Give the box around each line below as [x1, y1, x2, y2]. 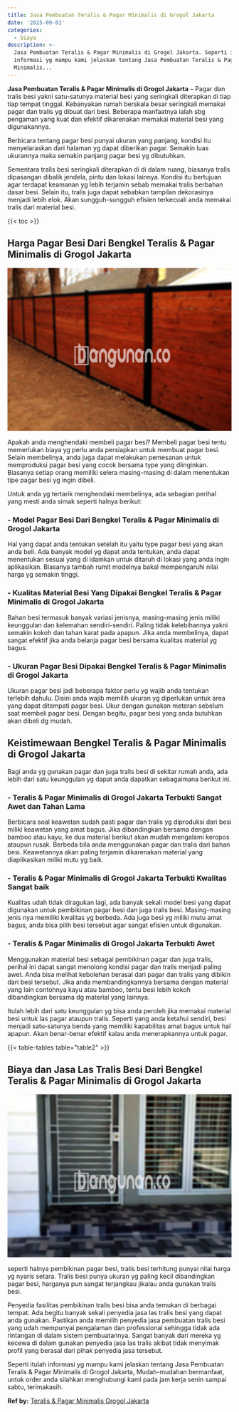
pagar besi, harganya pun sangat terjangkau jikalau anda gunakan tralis [7, 1280, 217, 1288]
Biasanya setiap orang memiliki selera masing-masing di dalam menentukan [7, 469, 230, 477]
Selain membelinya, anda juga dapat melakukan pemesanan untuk [7, 453, 201, 462]
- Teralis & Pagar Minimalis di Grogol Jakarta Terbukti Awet [7, 938, 215, 948]
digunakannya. [7, 122, 51, 131]
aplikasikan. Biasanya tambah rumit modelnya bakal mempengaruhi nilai [7, 563, 218, 571]
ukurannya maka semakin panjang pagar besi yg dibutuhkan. [7, 151, 186, 159]
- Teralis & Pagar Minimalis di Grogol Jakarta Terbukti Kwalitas [7, 873, 228, 883]
